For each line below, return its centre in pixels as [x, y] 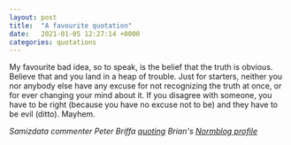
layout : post [33, 17]
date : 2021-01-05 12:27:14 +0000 [75, 34]
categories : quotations [53, 42]
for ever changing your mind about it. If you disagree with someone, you [141, 95]
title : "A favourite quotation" [71, 26]
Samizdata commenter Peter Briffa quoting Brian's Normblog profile [134, 131]
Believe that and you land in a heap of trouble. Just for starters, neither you [146, 77]
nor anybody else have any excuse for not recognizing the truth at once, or [145, 86]
